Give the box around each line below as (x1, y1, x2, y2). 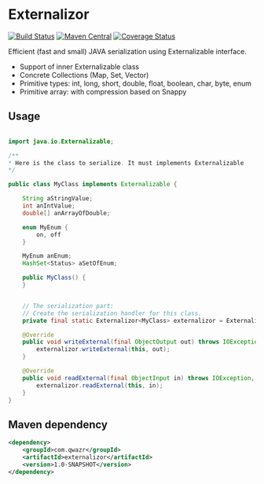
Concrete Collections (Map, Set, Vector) (19, 70, 149, 79)
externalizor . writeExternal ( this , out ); (36, 346, 170, 354)
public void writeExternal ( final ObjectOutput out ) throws (22, 338, 220, 346)
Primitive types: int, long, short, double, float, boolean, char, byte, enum (19, 79, 252, 88)
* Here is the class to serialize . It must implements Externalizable (8, 159, 244, 167)
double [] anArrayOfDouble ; (22, 209, 111, 217)
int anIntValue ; (22, 202, 76, 210)
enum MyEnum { (22, 223, 68, 231)
